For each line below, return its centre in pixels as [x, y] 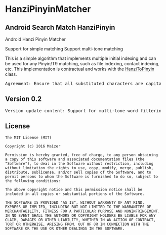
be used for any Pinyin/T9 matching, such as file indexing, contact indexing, [82, 64]
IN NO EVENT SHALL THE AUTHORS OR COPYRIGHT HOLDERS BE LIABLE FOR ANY [80, 215]
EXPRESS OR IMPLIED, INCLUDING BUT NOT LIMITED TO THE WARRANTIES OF [78, 207]
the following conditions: [33, 181]
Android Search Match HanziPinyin [60, 27]
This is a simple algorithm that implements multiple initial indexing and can [81, 58]
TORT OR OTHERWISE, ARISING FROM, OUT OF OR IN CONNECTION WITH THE [77, 224]
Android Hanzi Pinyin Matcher [35, 39]
